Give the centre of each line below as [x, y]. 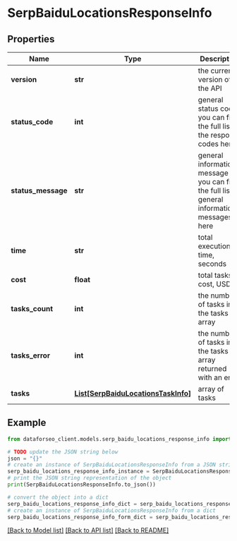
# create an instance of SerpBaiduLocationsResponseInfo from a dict [112, 510]
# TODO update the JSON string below [63, 452]
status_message [39, 190]
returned [212, 369]
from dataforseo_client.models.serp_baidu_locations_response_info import [120, 439]
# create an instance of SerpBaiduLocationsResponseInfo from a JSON [112, 465]
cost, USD [214, 284]
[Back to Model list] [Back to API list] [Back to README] [88, 530]
